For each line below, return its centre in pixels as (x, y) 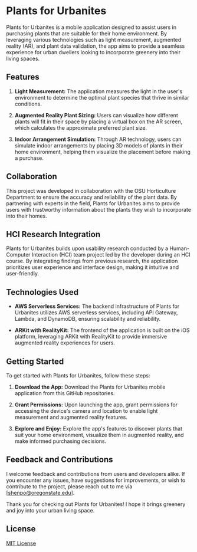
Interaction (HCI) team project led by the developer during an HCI (111, 255)
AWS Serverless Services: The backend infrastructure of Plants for (97, 306)
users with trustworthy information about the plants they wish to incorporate (99, 209)
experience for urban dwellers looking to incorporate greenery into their (93, 52)
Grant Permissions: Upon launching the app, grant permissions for (96, 405)
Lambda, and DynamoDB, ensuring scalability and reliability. (88, 319)
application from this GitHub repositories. (65, 393)
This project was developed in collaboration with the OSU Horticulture (91, 190)
